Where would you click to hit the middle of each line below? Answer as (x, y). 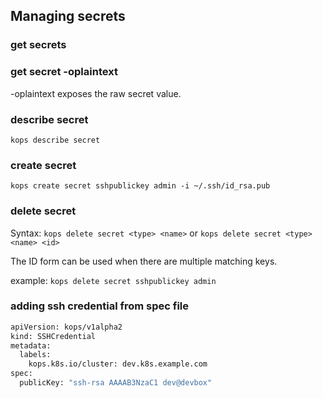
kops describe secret (55, 140)
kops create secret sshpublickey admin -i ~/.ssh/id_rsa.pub (140, 186)
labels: (35, 355)
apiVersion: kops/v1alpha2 (66, 327)
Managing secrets (68, 16)
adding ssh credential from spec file (100, 306)
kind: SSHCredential (53, 336)
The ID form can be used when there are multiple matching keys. (144, 261)
